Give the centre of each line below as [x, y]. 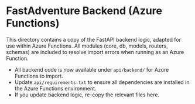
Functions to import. [39, 76]
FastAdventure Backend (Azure [84, 11]
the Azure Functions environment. [55, 88]
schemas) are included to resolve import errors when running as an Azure [95, 52]
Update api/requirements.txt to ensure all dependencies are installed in [102, 82]
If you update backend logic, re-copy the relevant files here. [87, 95]
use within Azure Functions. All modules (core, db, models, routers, [87, 46]
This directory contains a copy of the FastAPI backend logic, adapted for [94, 39]
